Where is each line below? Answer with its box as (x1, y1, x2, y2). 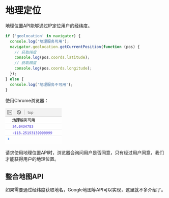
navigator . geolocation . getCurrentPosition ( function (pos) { (10, 44, 140, 49)
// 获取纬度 (14, 50, 37, 55)
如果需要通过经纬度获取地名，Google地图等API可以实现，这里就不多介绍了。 (5, 187, 166, 193)
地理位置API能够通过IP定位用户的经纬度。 (5, 23, 93, 29)
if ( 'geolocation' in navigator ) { (5, 33, 81, 38)
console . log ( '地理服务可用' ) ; (10, 39, 70, 44)
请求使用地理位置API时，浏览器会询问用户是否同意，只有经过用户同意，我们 (5, 149, 164, 156)
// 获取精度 (14, 60, 37, 65)
